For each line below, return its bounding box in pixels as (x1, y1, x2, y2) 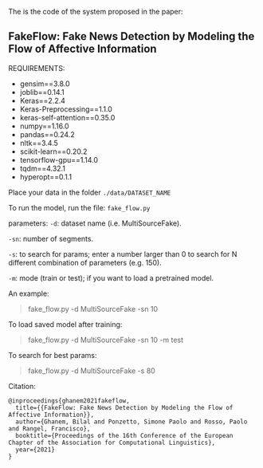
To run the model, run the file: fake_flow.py (8, 203, 151, 212)
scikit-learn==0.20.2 (19, 147, 88, 156)
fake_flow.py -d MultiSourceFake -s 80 (27, 366, 155, 376)
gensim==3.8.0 (19, 79, 70, 88)
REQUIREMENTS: (8, 63, 65, 73)
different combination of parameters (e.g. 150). (8, 258, 162, 267)
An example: (8, 289, 49, 298)
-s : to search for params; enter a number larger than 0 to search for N (8, 249, 237, 258)
